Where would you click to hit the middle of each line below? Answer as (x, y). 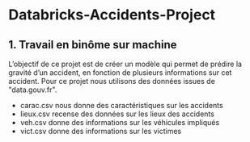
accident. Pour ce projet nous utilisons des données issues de (112, 81)
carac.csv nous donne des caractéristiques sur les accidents (122, 105)
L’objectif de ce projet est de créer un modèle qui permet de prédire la (125, 64)
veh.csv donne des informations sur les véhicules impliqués (120, 122)
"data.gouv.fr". (33, 90)
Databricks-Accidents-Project (112, 15)
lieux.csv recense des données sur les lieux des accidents (117, 114)
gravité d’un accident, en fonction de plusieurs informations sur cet (120, 73)
